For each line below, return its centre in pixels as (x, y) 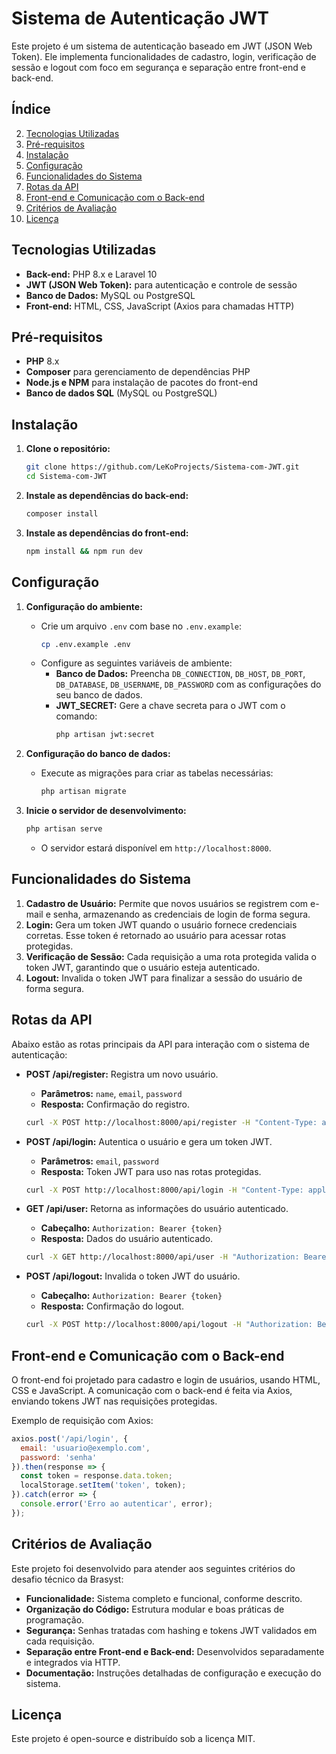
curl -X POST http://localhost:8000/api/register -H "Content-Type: (171, 1122)
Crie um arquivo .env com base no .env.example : (141, 626)
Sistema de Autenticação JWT (140, 18)
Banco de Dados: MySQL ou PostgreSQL (110, 295)
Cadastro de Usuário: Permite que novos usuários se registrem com (167, 903)
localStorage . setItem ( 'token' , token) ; (103, 1485)
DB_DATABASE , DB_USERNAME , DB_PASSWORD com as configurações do (188, 684)
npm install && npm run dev (84, 551)
